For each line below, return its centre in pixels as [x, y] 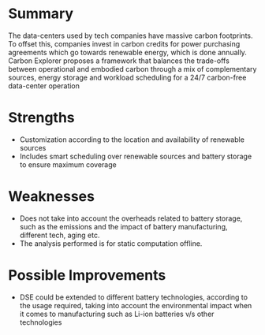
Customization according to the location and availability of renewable [132, 140]
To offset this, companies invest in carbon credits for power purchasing [124, 43]
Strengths [41, 118]
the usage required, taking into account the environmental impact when [136, 305]
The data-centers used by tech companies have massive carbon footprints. [131, 35]
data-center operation [44, 86]
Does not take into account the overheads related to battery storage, [131, 218]
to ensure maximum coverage [68, 164]
